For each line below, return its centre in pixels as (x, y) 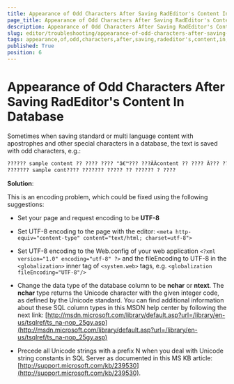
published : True (31, 46)
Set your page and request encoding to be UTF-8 (88, 217)
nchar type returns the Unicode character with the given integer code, (118, 293)
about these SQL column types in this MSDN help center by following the (122, 307)
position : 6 (24, 53)
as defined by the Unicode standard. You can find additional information (120, 300)
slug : (15, 33)
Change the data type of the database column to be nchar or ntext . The (120, 285)
